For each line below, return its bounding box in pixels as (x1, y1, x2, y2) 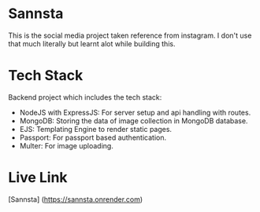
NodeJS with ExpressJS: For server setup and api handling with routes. (19, 108, 251, 117)
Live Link (8, 169, 69, 187)
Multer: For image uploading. (19, 141, 114, 150)
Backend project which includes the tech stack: (8, 92, 162, 102)
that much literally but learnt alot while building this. (8, 38, 176, 48)
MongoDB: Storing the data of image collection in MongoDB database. (19, 115, 248, 126)
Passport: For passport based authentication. (19, 133, 167, 142)
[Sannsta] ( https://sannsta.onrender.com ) (8, 194, 143, 204)
